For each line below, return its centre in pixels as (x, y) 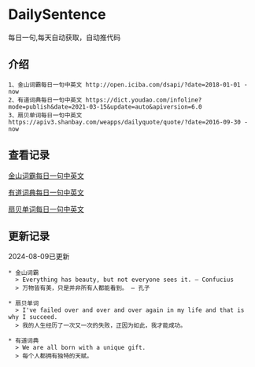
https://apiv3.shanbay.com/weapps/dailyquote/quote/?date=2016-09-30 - (128, 122)
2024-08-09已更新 (39, 257)
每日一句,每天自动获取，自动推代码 (65, 37)
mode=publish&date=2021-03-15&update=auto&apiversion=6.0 (105, 107)
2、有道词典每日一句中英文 (45, 100)
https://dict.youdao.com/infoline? (144, 100)
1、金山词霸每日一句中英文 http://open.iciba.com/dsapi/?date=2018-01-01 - (128, 84)
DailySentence (57, 15)
